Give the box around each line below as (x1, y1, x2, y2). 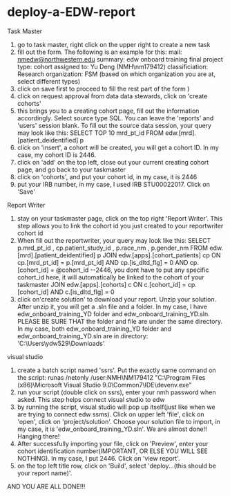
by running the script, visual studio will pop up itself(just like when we (17, 403, 215, 411)
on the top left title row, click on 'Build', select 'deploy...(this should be (17, 461, 216, 470)
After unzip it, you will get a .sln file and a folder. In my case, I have (17, 302, 207, 311)
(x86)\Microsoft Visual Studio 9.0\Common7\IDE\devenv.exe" (17, 380, 192, 389)
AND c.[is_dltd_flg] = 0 (50, 288, 115, 296)
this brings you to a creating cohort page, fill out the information (17, 107, 200, 115)
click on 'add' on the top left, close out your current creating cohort (17, 158, 209, 166)
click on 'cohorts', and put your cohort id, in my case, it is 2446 (17, 172, 198, 181)
